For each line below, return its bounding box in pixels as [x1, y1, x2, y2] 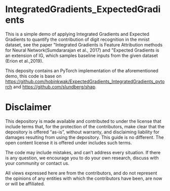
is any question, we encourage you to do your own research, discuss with [5, 155, 159, 161]
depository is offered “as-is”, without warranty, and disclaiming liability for [5, 129, 160, 135]
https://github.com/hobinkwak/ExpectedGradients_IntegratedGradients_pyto [5, 78, 165, 84]
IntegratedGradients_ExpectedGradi [5, 4, 161, 15]
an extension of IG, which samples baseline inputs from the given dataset [5, 52, 158, 59]
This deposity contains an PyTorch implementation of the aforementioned [5, 67, 158, 74]
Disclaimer [5, 102, 52, 113]
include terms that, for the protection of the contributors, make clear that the [5, 123, 164, 129]
